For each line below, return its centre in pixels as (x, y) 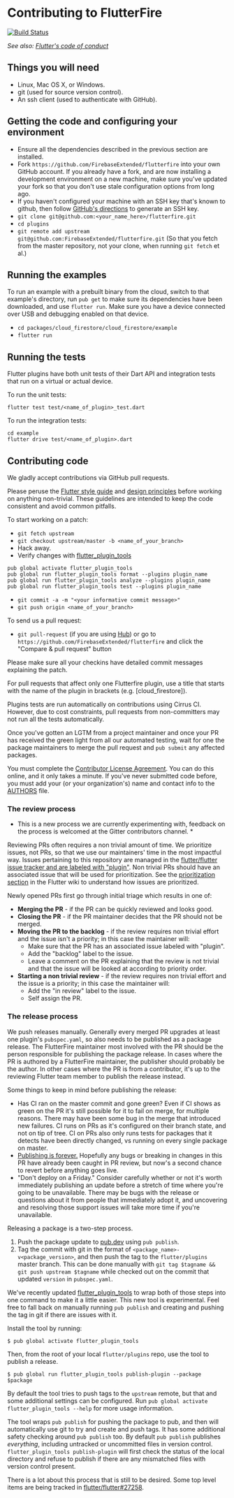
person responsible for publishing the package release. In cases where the (115, 1054)
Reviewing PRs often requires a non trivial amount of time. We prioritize (110, 845)
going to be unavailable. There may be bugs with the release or (108, 1192)
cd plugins (33, 224)
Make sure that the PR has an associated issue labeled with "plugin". (126, 946)
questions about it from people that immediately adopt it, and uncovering (122, 1200)
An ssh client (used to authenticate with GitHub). (87, 99)
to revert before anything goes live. (68, 1170)
